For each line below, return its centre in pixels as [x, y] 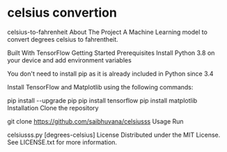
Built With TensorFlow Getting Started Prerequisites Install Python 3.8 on [111, 53]
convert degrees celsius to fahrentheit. [63, 39]
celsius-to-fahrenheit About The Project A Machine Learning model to [107, 32]
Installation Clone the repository [53, 108]
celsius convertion [62, 13]
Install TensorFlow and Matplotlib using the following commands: [100, 87]
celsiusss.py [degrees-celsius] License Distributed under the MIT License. [114, 135]
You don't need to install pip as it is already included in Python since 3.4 [110, 74]
